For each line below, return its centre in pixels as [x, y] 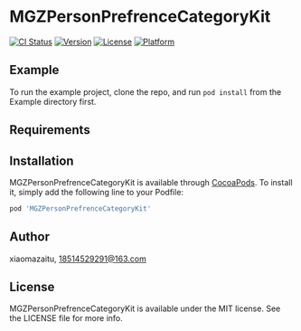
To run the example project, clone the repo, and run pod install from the [146, 91]
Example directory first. [53, 101]
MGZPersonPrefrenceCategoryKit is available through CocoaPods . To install [151, 182]
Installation [42, 161]
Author [29, 237]
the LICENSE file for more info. [66, 318]
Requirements [50, 130]
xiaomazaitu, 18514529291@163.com [78, 259]
